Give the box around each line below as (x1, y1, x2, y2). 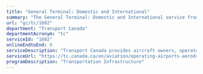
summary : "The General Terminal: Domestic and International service (6, 14, 185, 20)
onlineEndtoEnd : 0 (6, 42, 53, 48)
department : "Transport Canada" (6, 25, 88, 32)
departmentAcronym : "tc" (6, 31, 69, 37)
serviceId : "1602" (6, 36, 53, 42)
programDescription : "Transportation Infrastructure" (6, 58, 145, 64)
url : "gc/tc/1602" (6, 20, 53, 26)
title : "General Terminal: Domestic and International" (6, 8, 150, 15)
